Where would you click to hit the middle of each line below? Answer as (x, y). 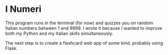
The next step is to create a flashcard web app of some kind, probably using (84, 43)
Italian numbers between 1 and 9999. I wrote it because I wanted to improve (84, 28)
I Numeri (23, 9)
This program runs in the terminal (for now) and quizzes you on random (79, 23)
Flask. (11, 48)
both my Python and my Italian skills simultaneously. (59, 33)
